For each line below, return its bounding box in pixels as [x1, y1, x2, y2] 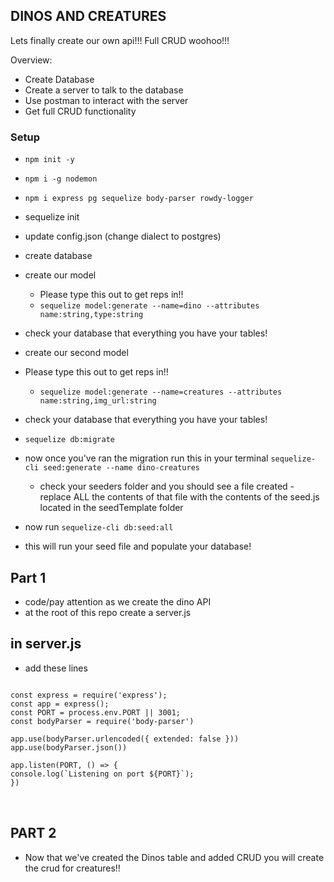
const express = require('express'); [10, 690, 168, 700]
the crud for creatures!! [24, 862, 121, 874]
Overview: [10, 54, 53, 66]
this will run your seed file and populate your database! [24, 540, 252, 553]
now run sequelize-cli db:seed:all [24, 521, 174, 533]
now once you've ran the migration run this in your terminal [24, 452, 269, 464]
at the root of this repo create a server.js [24, 606, 192, 618]
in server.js [10, 635, 82, 653]
